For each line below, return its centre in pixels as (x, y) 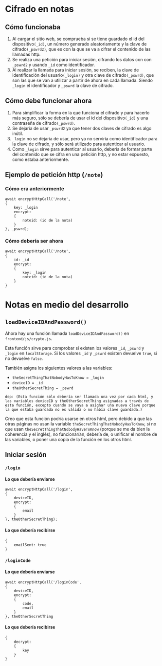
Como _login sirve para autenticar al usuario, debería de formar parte (82, 149)
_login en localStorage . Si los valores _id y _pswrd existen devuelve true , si (81, 353)
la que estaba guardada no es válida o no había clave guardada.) (74, 409)
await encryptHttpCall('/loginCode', (43, 582)
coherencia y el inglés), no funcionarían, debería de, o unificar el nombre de (81, 434)
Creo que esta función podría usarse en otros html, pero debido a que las (79, 419)
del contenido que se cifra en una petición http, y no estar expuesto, (81, 154)
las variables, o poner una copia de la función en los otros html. (69, 439)
